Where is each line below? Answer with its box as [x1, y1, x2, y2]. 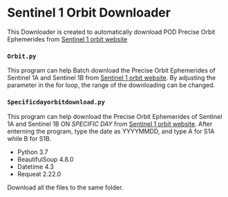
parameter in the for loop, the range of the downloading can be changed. [7, 81, 216, 89]
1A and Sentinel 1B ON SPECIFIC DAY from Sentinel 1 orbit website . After [7, 120, 213, 128]
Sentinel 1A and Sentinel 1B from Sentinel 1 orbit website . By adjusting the [7, 74, 216, 82]
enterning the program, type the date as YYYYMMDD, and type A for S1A [7, 126, 215, 135]
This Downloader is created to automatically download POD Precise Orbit [7, 28, 216, 36]
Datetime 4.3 [17, 162, 54, 171]
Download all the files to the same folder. [7, 183, 124, 191]
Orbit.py [7, 52, 37, 60]
